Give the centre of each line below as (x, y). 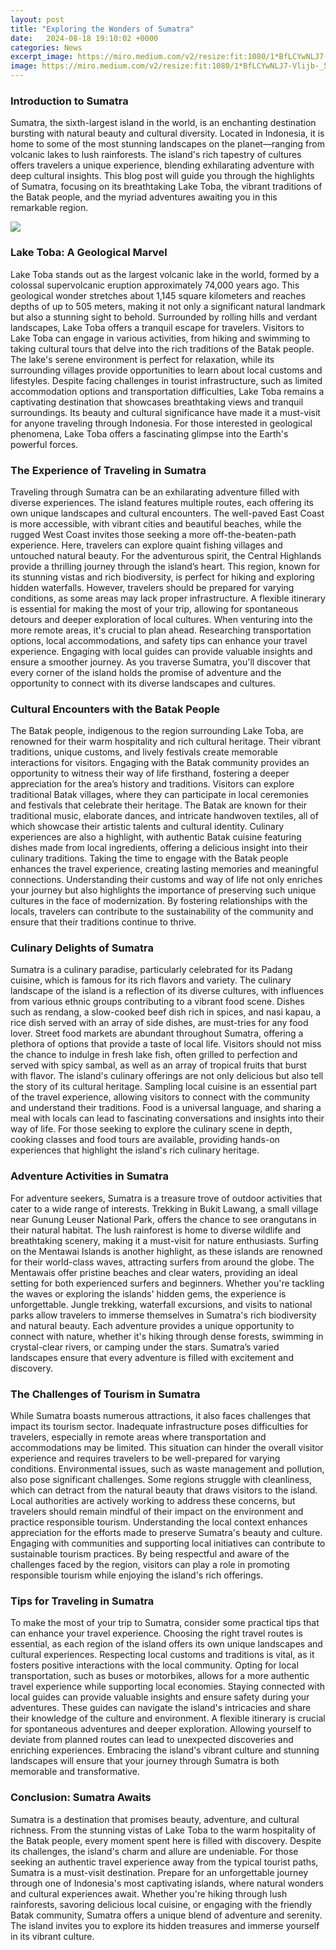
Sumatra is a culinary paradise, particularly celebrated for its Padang (151, 970)
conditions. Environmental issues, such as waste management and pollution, (167, 1469)
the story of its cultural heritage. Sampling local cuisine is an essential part (163, 1087)
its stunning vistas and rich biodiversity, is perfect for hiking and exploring (162, 577)
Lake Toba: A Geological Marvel (89, 253)
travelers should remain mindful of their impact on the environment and (157, 1512)
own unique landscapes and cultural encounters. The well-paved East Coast (167, 513)
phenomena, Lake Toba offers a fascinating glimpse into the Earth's (149, 433)
